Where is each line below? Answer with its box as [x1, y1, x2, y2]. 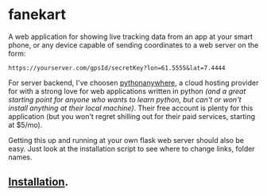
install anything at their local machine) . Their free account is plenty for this [8, 103, 253, 113]
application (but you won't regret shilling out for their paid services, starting [8, 111, 256, 121]
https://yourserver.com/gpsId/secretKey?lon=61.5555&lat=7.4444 [8, 63, 226, 72]
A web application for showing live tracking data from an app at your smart [8, 32, 253, 41]
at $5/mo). [8, 120, 43, 129]
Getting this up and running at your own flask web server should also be [8, 135, 245, 144]
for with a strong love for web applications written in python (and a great [8, 86, 246, 96]
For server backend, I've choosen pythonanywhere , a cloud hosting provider [8, 78, 259, 87]
